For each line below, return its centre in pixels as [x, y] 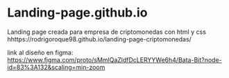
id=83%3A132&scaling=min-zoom [56, 67]
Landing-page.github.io [77, 13]
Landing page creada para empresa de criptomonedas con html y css [107, 32]
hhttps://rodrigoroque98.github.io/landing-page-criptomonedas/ [100, 39]
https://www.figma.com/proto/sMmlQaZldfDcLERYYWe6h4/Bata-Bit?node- [114, 59]
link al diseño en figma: [40, 52]
